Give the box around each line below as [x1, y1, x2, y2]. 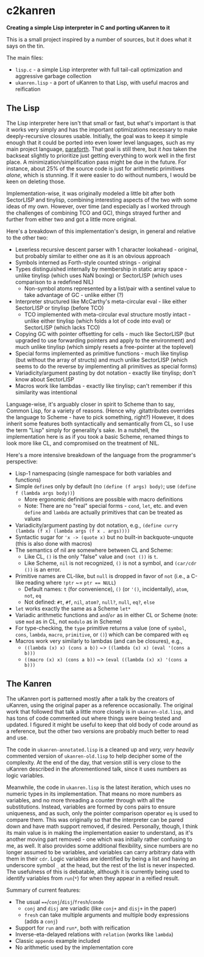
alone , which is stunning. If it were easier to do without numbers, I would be [6, 171, 197, 178]
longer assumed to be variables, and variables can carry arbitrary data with [6, 848, 195, 856]
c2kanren [6, 4, 56, 18]
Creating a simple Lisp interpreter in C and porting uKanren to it [6, 24, 171, 31]
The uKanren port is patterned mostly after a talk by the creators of [6, 695, 175, 702]
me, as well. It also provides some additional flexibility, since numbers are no [6, 842, 199, 849]
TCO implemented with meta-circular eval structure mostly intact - [24, 310, 191, 318]
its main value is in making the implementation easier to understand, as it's [6, 829, 194, 836]
